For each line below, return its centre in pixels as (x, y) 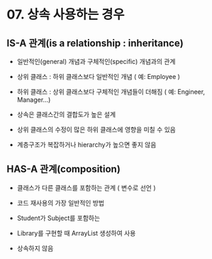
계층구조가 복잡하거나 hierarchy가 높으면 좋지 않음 (87, 144)
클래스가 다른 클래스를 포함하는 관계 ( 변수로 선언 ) (86, 187)
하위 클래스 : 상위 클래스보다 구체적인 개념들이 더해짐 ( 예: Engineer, (111, 92)
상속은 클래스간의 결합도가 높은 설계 (66, 114)
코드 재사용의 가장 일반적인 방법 (60, 203)
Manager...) (34, 100)
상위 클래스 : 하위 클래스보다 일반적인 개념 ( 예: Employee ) (98, 76)
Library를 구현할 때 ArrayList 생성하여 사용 (76, 233)
